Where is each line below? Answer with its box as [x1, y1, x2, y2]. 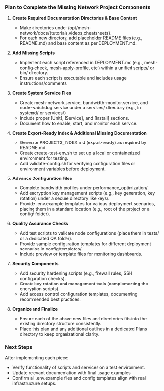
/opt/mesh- [68, 25, 91, 31]
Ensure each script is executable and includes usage [19, 75, 127, 81]
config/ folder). [19, 211, 51, 217]
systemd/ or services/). [19, 110, 67, 116]
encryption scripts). [19, 286, 60, 292]
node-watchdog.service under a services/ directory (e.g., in [19, 105, 141, 111]
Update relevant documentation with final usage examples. [12, 369, 132, 376]
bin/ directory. [19, 70, 48, 76]
